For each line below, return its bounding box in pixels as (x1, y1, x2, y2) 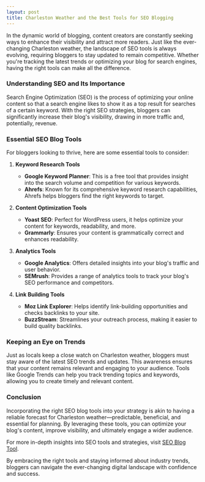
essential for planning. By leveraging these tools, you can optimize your (6, 420, 187, 427)
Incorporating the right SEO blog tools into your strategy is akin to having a (6, 406, 195, 414)
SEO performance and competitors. (24, 279, 114, 286)
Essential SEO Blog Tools (6, 134, 82, 143)
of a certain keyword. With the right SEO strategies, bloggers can (6, 106, 171, 114)
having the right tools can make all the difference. (6, 64, 132, 71)
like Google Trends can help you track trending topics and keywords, (6, 371, 180, 378)
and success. (6, 470, 40, 477)
